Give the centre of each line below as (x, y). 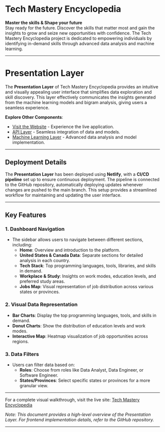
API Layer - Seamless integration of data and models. (66, 132)
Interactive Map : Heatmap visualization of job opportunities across (80, 336)
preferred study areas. (42, 281)
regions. (21, 341)
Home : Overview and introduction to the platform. (70, 250)
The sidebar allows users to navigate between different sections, (78, 240)
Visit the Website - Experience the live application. (63, 127)
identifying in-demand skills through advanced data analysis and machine (80, 43)
